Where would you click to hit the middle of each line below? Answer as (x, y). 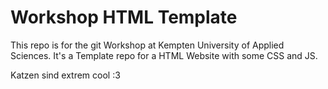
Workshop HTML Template (124, 17)
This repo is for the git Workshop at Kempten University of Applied (147, 45)
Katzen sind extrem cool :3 (65, 75)
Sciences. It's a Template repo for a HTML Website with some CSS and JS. (164, 55)
